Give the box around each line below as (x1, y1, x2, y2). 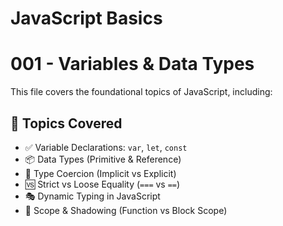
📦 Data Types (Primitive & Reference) (24, 153, 182, 165)
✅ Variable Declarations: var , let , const (24, 141, 188, 153)
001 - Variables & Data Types (10, 53, 255, 76)
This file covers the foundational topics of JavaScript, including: (10, 86, 273, 98)
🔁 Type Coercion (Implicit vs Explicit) (24, 167, 177, 179)
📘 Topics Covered (10, 115, 123, 132)
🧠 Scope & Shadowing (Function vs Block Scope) (24, 204, 228, 216)
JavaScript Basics (10, 7, 163, 30)
